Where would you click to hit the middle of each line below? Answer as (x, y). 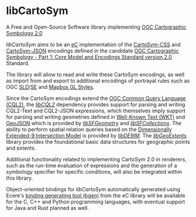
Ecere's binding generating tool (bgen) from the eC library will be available (96, 195)
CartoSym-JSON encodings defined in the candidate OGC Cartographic (93, 50)
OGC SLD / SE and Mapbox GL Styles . (50, 87)
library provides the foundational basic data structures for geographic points (98, 142)
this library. (20, 178)
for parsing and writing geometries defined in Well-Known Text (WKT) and (96, 117)
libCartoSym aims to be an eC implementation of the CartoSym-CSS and (94, 44)
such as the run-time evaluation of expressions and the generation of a (92, 166)
